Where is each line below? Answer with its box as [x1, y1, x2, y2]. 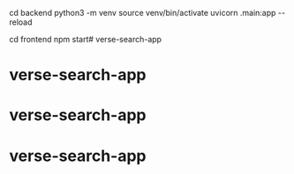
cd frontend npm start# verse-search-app [9, 34, 162, 44]
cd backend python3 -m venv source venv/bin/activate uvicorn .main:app [9, 8, 276, 18]
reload [9, 17, 33, 27]
